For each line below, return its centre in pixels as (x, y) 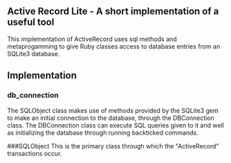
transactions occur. (35, 153)
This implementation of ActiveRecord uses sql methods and (92, 39)
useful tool (31, 23)
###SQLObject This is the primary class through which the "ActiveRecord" (113, 146)
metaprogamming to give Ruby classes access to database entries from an (114, 46)
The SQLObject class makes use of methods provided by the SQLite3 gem (113, 110)
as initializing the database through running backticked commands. (103, 132)
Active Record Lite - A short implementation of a (113, 11)
